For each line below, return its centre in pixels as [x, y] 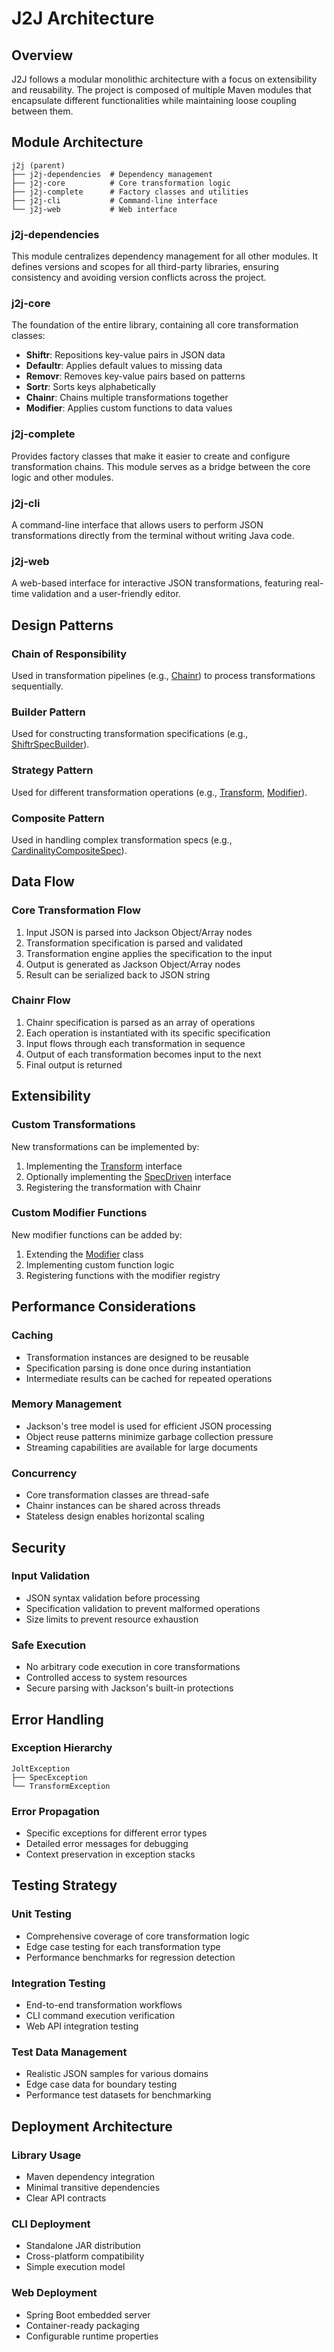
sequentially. [37, 686]
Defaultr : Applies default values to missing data [124, 366]
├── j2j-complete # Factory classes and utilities [130, 192]
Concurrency [44, 1473]
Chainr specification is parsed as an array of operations [140, 1022]
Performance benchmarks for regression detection [130, 1957]
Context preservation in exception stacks [110, 1854]
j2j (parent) [38, 165]
